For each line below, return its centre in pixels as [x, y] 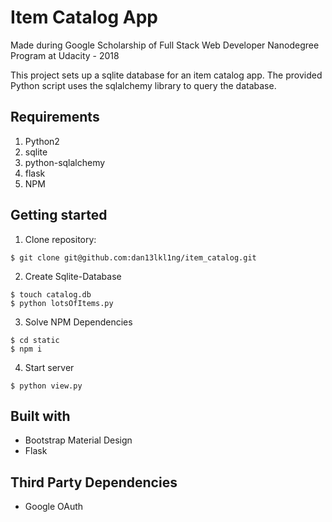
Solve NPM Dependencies [78, 322]
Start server [49, 367]
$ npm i [26, 349]
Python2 [42, 141]
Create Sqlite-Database [73, 276]
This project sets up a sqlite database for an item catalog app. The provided [166, 75]
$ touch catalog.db [51, 294]
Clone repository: [60, 239]
